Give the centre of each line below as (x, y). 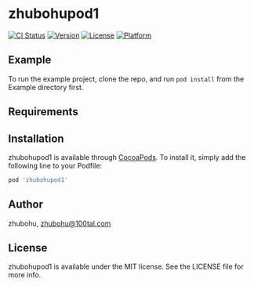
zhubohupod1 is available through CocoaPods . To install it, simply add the (127, 157)
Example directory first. (46, 87)
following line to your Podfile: (55, 165)
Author (25, 205)
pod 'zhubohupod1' (38, 180)
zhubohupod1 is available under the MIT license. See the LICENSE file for (126, 266)
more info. (25, 275)
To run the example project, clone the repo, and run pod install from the (126, 78)
